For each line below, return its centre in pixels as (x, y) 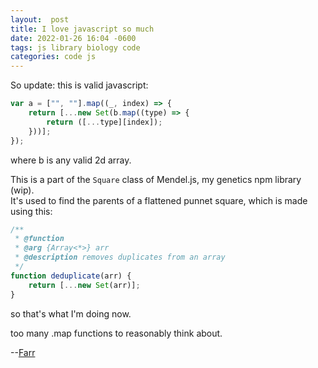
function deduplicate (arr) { (71, 276)
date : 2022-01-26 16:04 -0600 (73, 38)
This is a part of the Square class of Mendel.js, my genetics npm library (156, 179)
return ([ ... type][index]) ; (104, 122)
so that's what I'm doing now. (71, 313)
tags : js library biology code (75, 47)
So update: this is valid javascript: (79, 85)
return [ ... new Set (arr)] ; (84, 285)
